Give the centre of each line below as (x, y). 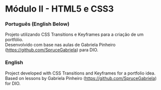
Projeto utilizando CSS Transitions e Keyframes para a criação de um (74, 34)
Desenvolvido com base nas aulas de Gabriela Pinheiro (60, 45)
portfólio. (14, 40)
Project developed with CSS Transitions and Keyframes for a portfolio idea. (80, 73)
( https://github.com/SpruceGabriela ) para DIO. (52, 50)
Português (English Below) (37, 24)
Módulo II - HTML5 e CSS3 (60, 9)
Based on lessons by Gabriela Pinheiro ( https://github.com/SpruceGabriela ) (81, 78)
